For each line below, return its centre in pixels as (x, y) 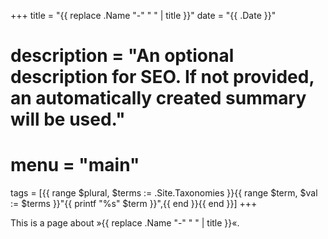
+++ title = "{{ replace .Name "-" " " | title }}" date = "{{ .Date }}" (143, 15)
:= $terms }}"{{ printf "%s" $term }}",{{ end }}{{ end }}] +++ (134, 204)
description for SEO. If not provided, (162, 77)
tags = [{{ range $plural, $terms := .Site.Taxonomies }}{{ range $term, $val (164, 193)
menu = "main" (75, 165)
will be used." (68, 119)
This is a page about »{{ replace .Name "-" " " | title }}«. (125, 223)
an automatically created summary (158, 98)
